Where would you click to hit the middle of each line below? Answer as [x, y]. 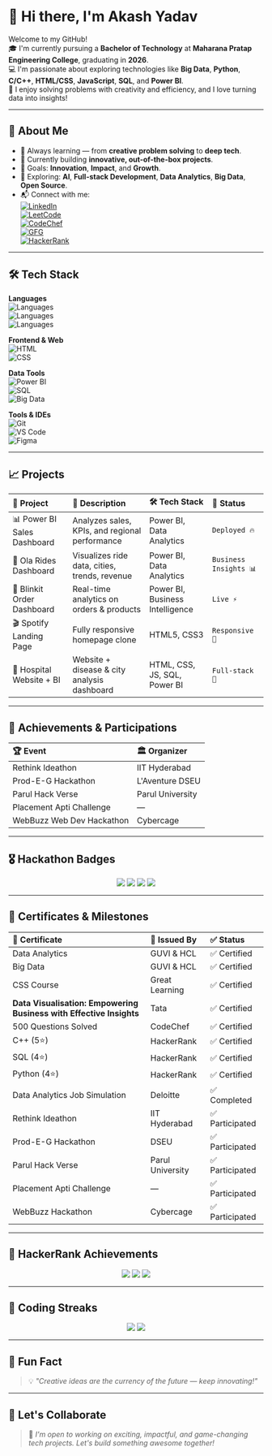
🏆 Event [30, 751]
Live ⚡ [224, 599]
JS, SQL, [166, 675]
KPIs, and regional [107, 530]
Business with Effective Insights [76, 1013]
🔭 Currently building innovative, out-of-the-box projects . [117, 159]
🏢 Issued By [173, 940]
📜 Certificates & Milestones [79, 917]
